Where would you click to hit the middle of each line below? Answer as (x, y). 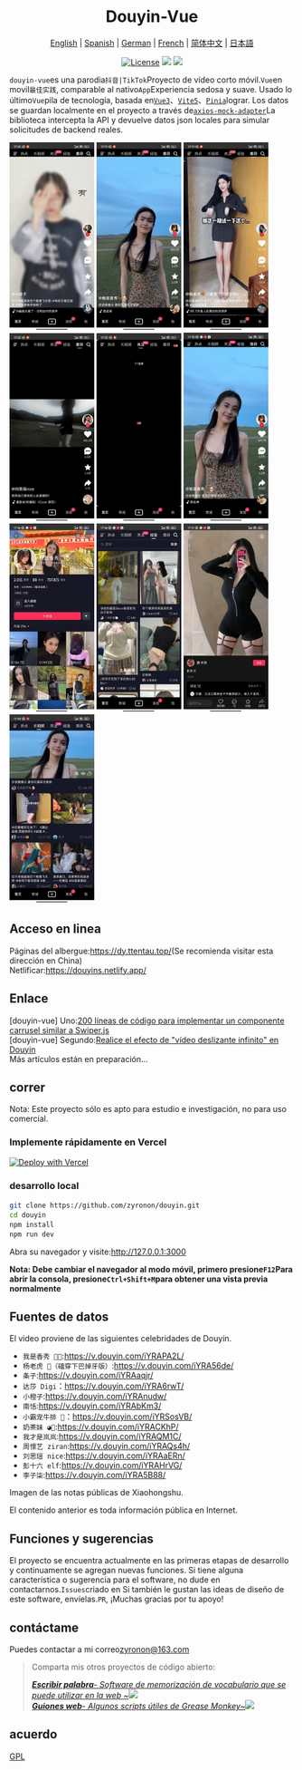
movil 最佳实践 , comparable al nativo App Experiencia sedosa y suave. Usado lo (151, 89)
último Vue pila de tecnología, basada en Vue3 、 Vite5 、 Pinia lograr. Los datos (149, 100)
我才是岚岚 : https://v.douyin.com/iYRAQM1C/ (102, 1436)
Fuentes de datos (59, 1316)
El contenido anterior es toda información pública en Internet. (123, 1510)
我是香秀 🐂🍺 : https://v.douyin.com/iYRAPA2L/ (103, 1356)
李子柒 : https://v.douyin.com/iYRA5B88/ (94, 1475)
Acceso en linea (55, 929)
